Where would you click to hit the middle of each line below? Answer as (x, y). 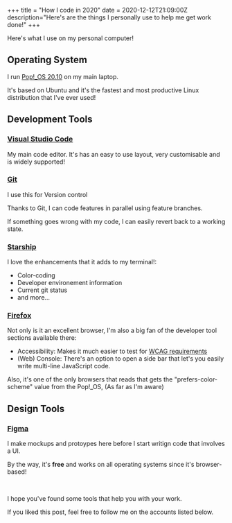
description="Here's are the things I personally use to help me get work (109, 17)
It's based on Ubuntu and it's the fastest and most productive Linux (103, 90)
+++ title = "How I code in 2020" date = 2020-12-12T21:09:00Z (98, 10)
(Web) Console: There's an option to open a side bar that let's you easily (121, 359)
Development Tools (50, 120)
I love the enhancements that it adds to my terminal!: (82, 262)
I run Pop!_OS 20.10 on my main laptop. (63, 76)
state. (15, 229)
